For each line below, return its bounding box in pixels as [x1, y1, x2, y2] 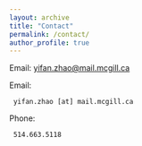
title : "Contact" [9, 21, 74, 30]
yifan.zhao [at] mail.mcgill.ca [13, 98, 134, 107]
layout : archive [9, 13, 70, 22]
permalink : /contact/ [9, 30, 90, 39]
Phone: [9, 113, 36, 124]
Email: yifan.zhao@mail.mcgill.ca [9, 63, 130, 73]
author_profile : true [9, 38, 90, 47]
